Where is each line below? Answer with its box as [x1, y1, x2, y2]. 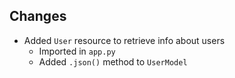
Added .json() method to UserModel [38, 55, 188, 68]
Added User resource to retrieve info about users [23, 34, 226, 46]
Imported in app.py [38, 45, 116, 57]
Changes [9, 8, 67, 25]
